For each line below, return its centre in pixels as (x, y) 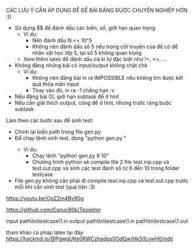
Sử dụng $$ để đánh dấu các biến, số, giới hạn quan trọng (85, 28)
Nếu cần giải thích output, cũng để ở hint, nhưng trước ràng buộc (93, 103)
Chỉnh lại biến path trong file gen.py (58, 132)
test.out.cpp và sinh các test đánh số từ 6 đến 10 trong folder (106, 168)
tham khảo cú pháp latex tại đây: (45, 232)
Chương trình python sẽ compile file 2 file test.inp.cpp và (101, 162)
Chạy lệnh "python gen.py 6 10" (71, 156)
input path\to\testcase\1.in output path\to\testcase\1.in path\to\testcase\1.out (97, 221)
